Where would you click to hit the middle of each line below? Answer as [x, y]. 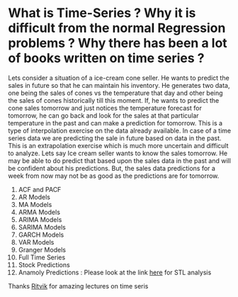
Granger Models [42, 250]
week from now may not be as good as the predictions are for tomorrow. [114, 176]
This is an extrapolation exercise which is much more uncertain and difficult [118, 145]
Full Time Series [42, 257]
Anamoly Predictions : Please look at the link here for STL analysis [115, 272]
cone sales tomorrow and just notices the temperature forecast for [105, 108]
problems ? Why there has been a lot [118, 43]
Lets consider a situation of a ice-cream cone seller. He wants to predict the [119, 78]
